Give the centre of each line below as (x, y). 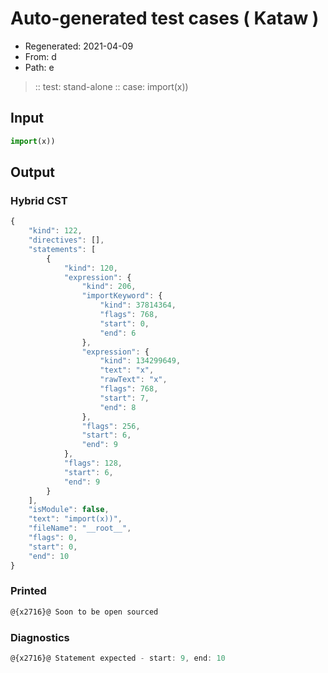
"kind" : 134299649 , (140, 361)
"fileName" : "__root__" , (80, 528)
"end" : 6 (118, 333)
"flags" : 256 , (111, 426)
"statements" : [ (62, 249)
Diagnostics (40, 637)
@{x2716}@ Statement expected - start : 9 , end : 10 (118, 658)
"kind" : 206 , (109, 287)
